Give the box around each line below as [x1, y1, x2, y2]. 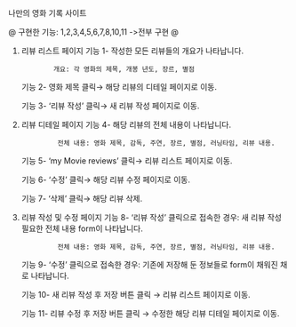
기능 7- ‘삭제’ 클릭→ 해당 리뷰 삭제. [20, 194, 143, 203]
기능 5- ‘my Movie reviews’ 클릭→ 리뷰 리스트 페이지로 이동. [20, 156, 233, 166]
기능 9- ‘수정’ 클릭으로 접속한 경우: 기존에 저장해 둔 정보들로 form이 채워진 [20, 259, 279, 269]
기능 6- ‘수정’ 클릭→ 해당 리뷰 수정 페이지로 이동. [20, 174, 190, 185]
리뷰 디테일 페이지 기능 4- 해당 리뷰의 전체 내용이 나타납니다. [20, 119, 232, 130]
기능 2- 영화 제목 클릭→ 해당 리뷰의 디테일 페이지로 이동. [20, 82, 217, 92]
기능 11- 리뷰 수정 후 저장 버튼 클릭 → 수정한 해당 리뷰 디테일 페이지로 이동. [20, 308, 280, 318]
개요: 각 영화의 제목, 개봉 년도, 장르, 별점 [53, 65, 195, 74]
